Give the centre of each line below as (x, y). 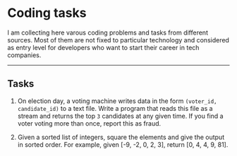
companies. (24, 55)
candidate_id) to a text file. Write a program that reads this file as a (115, 108)
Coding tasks (47, 13)
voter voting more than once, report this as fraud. (89, 123)
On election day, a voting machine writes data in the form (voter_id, (117, 101)
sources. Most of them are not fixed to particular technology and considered (118, 40)
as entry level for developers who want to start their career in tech (103, 47)
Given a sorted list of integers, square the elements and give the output (121, 137)
